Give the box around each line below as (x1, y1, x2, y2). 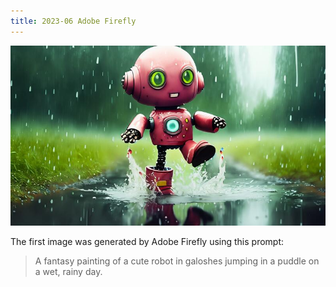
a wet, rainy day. (34, 265, 103, 277)
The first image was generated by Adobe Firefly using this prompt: (10, 235, 285, 247)
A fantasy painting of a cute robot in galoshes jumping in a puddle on (34, 255, 320, 267)
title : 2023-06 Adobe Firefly (10, 16, 137, 26)
